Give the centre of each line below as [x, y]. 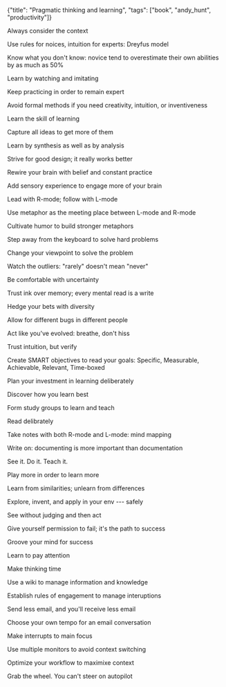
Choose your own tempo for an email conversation [79, 622]
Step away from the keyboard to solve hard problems [83, 239]
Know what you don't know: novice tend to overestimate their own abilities [113, 57]
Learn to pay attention [39, 555]
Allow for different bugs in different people [68, 320]
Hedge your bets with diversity [51, 306]
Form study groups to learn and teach [61, 408]
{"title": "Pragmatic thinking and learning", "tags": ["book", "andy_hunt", [109, 10]
